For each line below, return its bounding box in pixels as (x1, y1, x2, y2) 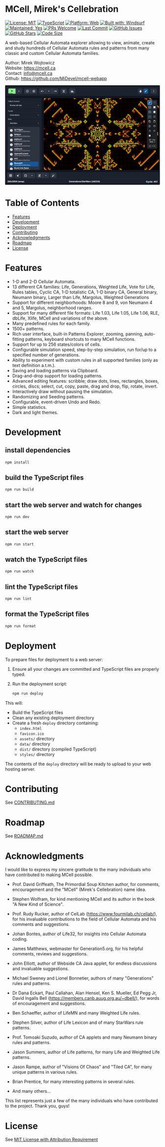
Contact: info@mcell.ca (5, 70, 53, 76)
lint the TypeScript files (5, 583, 79, 591)
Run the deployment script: (12, 681, 67, 687)
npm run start (5, 542, 34, 547)
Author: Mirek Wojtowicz (5, 60, 55, 66)
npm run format (5, 623, 36, 628)
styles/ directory (19, 751, 55, 757)
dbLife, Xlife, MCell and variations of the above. (12, 315, 109, 321)
